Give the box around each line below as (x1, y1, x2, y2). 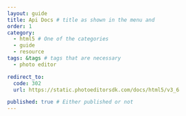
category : (7, 29, 36, 36)
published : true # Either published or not (7, 99, 134, 106)
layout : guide (7, 10, 48, 17)
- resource (13, 49, 45, 56)
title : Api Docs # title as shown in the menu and (7, 16, 155, 23)
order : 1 (7, 23, 32, 30)
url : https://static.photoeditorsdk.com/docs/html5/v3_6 (13, 86, 180, 93)
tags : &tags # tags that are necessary (7, 55, 121, 62)
